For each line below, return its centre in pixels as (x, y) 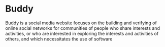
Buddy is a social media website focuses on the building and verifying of (81, 23)
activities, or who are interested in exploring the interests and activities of (82, 33)
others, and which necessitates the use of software (59, 39)
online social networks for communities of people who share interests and (82, 28)
